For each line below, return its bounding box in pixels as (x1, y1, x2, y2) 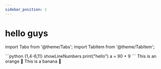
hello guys (5, 28, 48, 39)
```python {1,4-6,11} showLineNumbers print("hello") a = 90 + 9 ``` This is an (5, 53, 157, 59)
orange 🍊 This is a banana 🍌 (5, 58, 62, 64)
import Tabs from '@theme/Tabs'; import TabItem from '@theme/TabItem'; (5, 44, 155, 50)
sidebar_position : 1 (5, 7, 47, 12)
